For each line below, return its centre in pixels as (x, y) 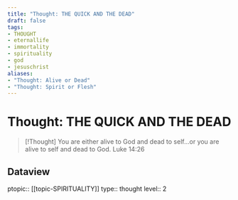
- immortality (28, 47)
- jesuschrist (28, 67)
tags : (15, 27)
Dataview (29, 172)
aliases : (20, 73)
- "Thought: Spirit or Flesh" (52, 87)
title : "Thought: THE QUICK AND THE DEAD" (71, 14)
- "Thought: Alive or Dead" (49, 80)
